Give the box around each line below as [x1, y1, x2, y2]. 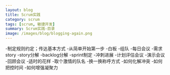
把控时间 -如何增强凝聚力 [5, 64, 58, 70]
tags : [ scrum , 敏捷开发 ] [5, 21, 55, 27]
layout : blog [5, 7, 33, 13]
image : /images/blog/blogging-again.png [5, 31, 93, 36]
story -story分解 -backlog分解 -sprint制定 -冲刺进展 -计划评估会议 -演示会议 [5, 52, 165, 58]
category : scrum [5, 17, 40, 22]
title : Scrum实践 [5, 12, 41, 17]
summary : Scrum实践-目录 [5, 26, 55, 31]
